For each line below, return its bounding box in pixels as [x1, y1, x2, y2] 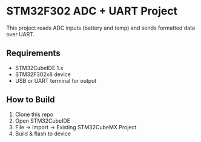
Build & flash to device [15, 130, 71, 137]
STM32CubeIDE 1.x [15, 64, 64, 71]
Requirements [6, 48, 61, 59]
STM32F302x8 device [15, 71, 71, 78]
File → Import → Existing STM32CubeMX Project [15, 123, 137, 131]
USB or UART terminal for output [15, 77, 97, 84]
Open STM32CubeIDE [15, 117, 71, 124]
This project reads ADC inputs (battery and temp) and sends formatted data [6, 24, 196, 31]
